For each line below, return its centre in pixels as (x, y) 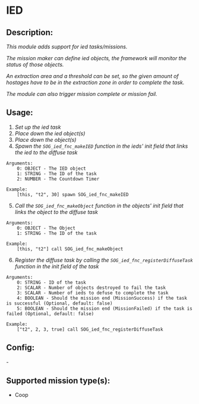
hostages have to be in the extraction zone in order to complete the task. (95, 82)
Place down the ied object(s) (50, 133)
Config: (20, 348)
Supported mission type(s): (58, 381)
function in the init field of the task (57, 266)
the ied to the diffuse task (46, 152)
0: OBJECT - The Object (46, 228)
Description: (30, 32)
